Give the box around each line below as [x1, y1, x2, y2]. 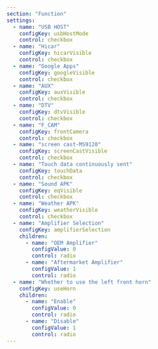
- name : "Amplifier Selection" [13, 220, 105, 227]
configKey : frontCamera [19, 128, 89, 135]
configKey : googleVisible [19, 69, 96, 76]
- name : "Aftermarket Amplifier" [25, 259, 124, 266]
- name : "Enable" [25, 298, 77, 305]
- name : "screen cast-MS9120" [13, 141, 101, 148]
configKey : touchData [19, 167, 82, 174]
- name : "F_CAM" [13, 121, 60, 129]
